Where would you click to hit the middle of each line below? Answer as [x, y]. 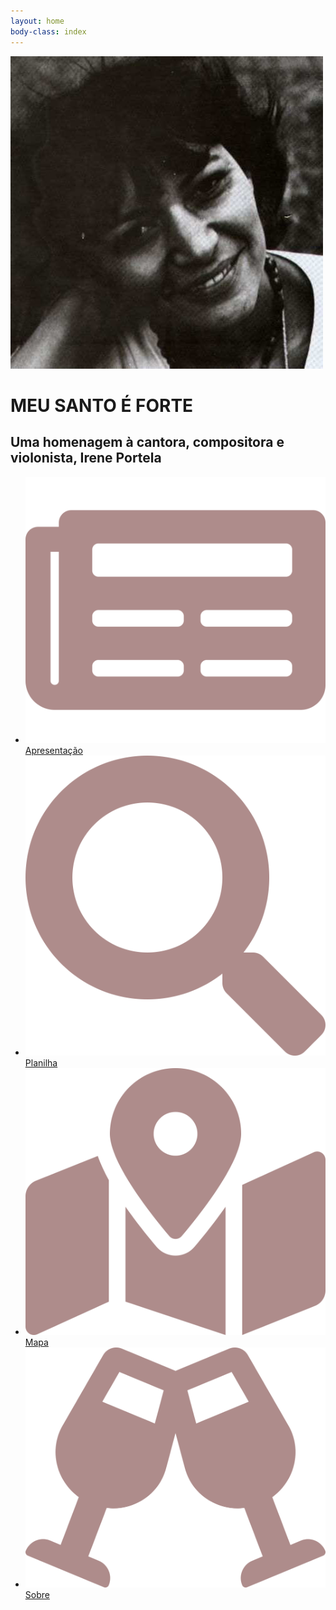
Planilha [41, 1063]
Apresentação [53, 751]
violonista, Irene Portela [86, 458]
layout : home [37, 21]
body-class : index [48, 31]
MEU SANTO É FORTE [102, 405]
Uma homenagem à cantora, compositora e [147, 442]
